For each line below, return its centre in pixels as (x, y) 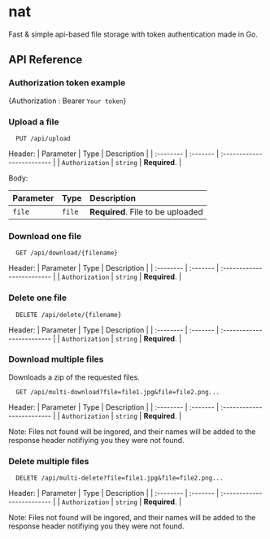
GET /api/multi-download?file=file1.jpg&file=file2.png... (118, 392)
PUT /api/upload (43, 138)
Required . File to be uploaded (146, 211)
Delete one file (38, 298)
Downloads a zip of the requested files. (74, 377)
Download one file (45, 236)
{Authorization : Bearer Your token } (67, 101)
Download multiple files (56, 359)
